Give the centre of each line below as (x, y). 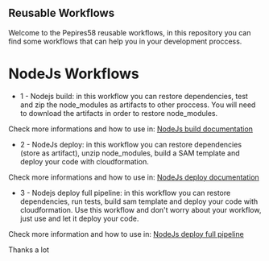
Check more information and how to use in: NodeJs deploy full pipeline (126, 234)
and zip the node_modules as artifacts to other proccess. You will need (138, 105)
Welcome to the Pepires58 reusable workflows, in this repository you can (130, 32)
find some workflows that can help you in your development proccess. (125, 41)
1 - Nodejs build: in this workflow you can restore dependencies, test (134, 96)
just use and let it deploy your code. (79, 218)
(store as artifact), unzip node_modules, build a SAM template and (130, 153)
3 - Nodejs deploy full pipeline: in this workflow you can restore (125, 193)
